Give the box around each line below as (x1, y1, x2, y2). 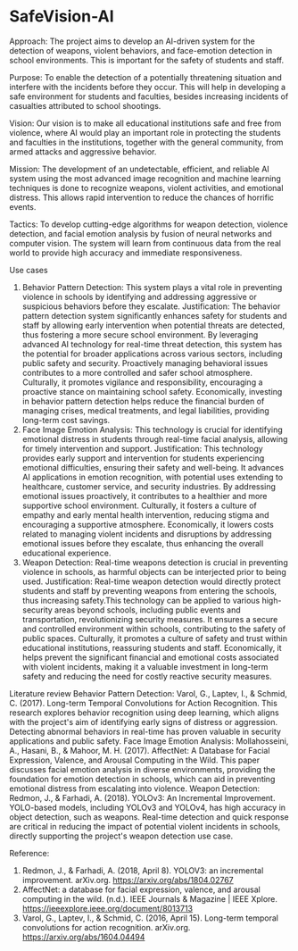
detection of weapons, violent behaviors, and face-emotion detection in (9, 45, 273, 55)
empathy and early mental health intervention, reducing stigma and (21, 509, 269, 520)
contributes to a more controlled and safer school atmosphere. (21, 367, 252, 378)
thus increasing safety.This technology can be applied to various (21, 595, 261, 605)
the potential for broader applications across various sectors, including (21, 348, 283, 359)
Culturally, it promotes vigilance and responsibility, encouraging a (21, 377, 263, 388)
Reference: (9, 847, 50, 858)
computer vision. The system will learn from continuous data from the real (9, 238, 281, 248)
